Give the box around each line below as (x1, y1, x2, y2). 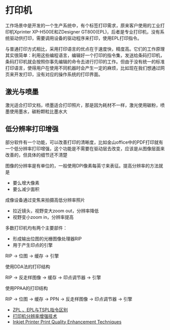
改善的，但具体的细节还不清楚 (5, 152, 67, 158)
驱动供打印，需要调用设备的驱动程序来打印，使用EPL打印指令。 (9, 35, 142, 41)
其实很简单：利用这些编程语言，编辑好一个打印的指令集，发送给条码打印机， (5, 52, 165, 58)
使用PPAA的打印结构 (5, 285, 48, 291)
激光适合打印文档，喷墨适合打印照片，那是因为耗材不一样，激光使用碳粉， (5, 102, 160, 108)
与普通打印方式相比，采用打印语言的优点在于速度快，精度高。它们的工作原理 (5, 46, 165, 52)
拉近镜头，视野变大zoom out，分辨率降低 (12, 208, 99, 214)
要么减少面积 (12, 186, 39, 192)
